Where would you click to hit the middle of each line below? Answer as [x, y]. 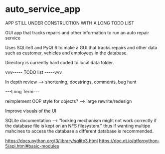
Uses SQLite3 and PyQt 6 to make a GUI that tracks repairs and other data [81, 47]
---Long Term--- [22, 91]
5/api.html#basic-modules [32, 146]
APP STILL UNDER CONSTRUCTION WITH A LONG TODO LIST [70, 23]
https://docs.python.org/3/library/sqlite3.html [52, 141]
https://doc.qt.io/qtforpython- [129, 141]
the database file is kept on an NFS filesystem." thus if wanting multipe [78, 126]
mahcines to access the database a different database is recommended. [79, 131]
